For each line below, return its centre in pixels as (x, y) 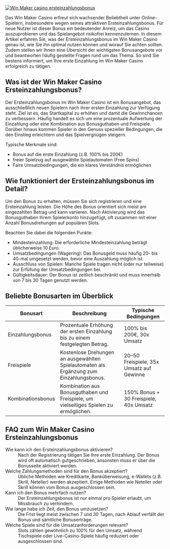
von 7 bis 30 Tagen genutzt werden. (50, 280)
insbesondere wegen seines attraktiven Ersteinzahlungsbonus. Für (94, 23)
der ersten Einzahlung (86, 331)
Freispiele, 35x (141, 362)
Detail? (16, 189)
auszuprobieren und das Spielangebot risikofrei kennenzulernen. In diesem (83, 34)
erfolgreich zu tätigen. (28, 66)
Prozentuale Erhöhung (87, 325)
